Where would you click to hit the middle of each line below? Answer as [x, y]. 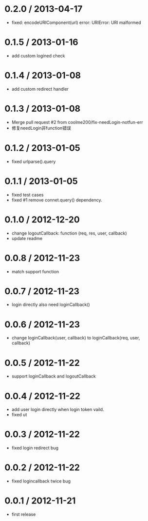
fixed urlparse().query [34, 161]
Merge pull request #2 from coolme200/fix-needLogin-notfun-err [77, 122]
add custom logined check [38, 56]
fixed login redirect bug [35, 448]
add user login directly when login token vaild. [58, 410]
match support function [35, 271]
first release [24, 514]
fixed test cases [28, 195]
